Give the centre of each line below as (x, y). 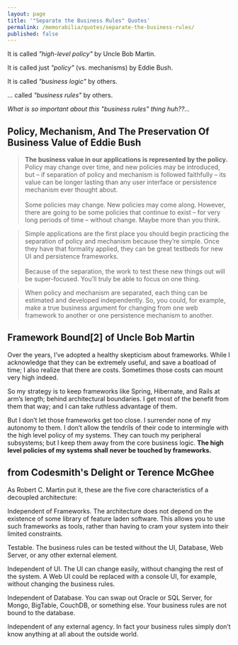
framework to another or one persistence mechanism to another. (119, 315)
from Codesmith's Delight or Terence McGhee (111, 473)
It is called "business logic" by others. (63, 82)
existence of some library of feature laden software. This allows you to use (116, 519)
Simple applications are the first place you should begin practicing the (127, 234)
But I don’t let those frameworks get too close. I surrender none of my (109, 420)
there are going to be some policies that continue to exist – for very (123, 212)
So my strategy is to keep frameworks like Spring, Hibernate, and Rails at (114, 391)
